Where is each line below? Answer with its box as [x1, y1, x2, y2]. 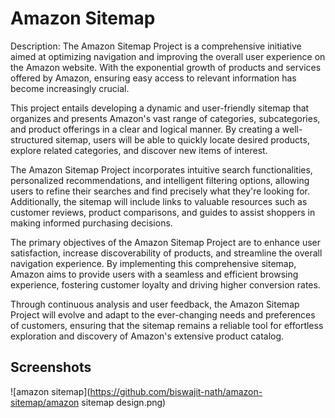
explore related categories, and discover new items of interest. [10, 144, 268, 156]
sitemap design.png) [81, 396, 167, 408]
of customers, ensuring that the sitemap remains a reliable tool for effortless [10, 319, 324, 331]
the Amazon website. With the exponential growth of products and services [10, 61, 322, 73]
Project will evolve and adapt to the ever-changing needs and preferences [10, 308, 316, 321]
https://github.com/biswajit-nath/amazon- [89, 385, 263, 397]
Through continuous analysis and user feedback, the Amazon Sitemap [10, 298, 300, 310]
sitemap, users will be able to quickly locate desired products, [55, 133, 310, 146]
